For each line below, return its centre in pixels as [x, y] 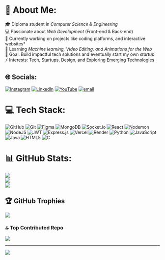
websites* [15, 43]
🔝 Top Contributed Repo [34, 228]
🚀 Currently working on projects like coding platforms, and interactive [75, 38]
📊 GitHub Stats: [39, 158]
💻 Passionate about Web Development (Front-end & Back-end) [69, 31]
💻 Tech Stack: [35, 110]
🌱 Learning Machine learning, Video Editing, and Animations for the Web [79, 49]
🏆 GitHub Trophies [35, 201]
